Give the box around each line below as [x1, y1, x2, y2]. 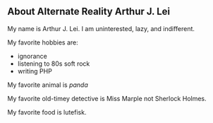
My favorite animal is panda [7, 81, 88, 89]
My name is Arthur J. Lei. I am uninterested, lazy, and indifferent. [7, 24, 195, 33]
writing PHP [17, 66, 53, 75]
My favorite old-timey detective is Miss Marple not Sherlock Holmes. [7, 94, 207, 102]
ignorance [17, 52, 48, 60]
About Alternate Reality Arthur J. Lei [7, 6, 171, 18]
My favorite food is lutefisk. [7, 107, 87, 116]
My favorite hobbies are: [7, 38, 79, 47]
